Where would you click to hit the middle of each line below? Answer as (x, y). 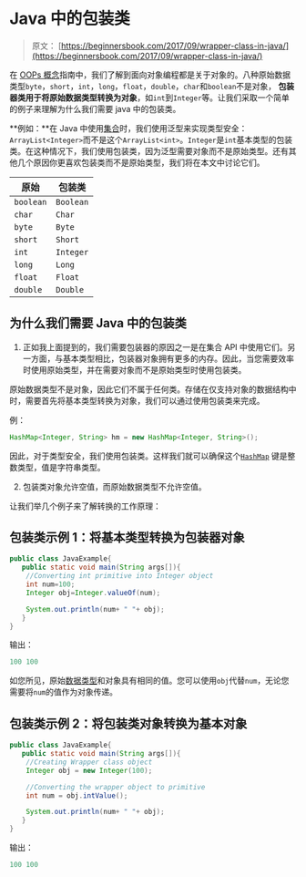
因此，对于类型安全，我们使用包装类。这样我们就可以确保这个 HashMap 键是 (149, 456)
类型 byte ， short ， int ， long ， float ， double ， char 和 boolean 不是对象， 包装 (152, 86)
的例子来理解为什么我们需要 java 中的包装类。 (95, 108)
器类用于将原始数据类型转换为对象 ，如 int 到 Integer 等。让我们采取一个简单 (149, 98)
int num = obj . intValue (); (77, 795)
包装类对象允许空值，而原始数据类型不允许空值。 (114, 486)
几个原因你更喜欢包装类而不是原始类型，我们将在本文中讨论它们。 (141, 162)
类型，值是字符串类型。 (61, 467)
